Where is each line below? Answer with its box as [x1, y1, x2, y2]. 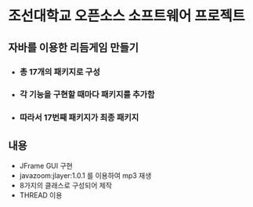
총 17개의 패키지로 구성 [19, 66, 100, 77]
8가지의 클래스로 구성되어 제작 [19, 181, 112, 191]
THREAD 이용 [19, 191, 63, 200]
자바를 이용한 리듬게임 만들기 [8, 41, 139, 54]
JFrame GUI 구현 [19, 162, 73, 171]
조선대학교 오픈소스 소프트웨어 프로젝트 [8, 7, 245, 25]
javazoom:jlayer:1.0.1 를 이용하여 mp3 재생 [19, 171, 152, 180]
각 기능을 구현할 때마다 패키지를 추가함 [19, 89, 155, 100]
